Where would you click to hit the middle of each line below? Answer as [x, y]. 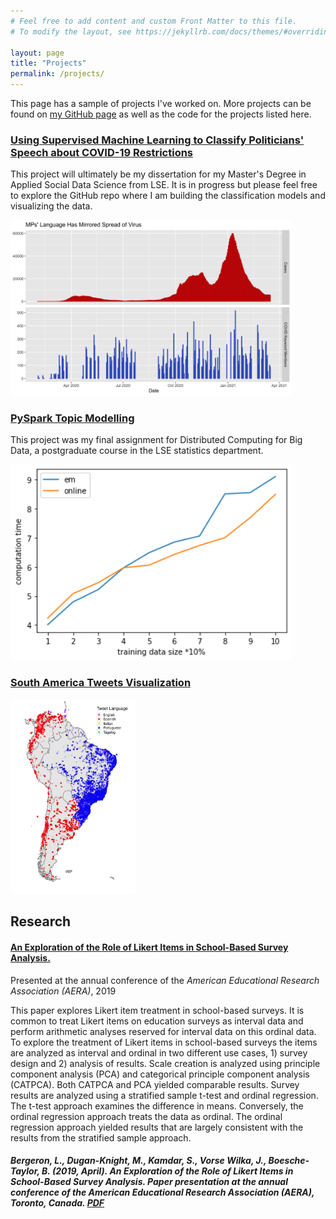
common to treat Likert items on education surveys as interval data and [157, 1021]
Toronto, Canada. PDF [57, 1203]
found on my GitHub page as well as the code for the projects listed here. [161, 114]
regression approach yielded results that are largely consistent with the [157, 1127]
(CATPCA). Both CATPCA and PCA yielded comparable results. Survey [155, 1084]
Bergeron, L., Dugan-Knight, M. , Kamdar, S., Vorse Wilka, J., [138, 1161]
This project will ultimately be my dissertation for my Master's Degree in [158, 174]
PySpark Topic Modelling [72, 418]
